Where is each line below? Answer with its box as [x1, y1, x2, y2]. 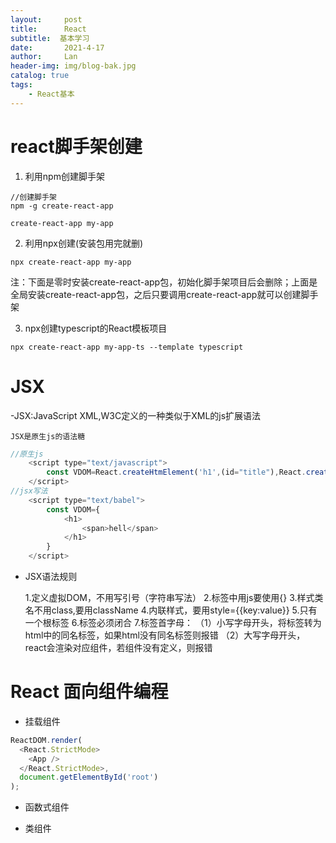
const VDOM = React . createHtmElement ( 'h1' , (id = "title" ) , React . [46, 467, 307, 478]
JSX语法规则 [24, 571, 78, 582]
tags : [10, 80, 33, 90]
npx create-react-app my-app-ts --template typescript [10, 342, 244, 352]
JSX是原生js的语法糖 [10, 431, 86, 441]
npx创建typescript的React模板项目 [24, 322, 168, 334]
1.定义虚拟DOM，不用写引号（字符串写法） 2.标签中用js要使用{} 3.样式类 [24, 592, 324, 603]
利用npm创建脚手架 [24, 170, 105, 182]
